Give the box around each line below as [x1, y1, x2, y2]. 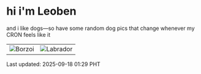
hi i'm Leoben [6, 4, 77, 18]
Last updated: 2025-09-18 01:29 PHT [6, 60, 101, 68]
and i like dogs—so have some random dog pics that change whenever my [6, 24, 195, 32]
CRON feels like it [6, 31, 51, 38]
